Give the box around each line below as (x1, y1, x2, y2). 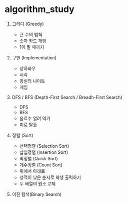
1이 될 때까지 (19, 44, 44, 50)
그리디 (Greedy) (11, 21, 44, 27)
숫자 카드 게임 (19, 38, 46, 44)
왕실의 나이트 (19, 78, 45, 84)
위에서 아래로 (19, 168, 45, 174)
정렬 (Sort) (11, 132, 33, 138)
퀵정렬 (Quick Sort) (19, 155, 58, 161)
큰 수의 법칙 (19, 31, 42, 37)
